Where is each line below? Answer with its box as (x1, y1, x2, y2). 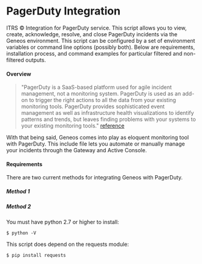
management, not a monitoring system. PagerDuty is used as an (21, 90, 181, 97)
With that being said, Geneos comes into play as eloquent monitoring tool (6, 134, 189, 141)
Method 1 (6, 187, 30, 195)
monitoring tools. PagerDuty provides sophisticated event (21, 103, 165, 110)
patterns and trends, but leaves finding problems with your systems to (21, 116, 197, 123)
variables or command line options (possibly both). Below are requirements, (6, 43, 195, 51)
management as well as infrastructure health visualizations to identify (21, 109, 195, 117)
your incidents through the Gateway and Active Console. (6, 147, 147, 154)
